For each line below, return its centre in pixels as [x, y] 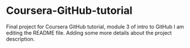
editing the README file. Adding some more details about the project [89, 32]
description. [20, 39]
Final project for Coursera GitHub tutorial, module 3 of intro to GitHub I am [95, 27]
